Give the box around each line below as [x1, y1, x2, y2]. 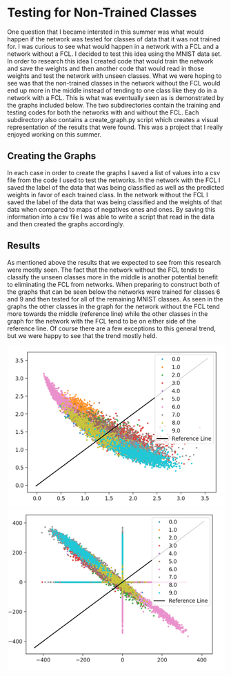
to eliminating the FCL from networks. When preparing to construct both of [7, 280, 220, 288]
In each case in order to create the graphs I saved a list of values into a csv [7, 168, 221, 177]
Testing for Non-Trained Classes [7, 5, 197, 21]
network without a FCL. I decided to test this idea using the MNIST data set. [7, 50, 222, 58]
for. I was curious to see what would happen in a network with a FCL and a [7, 42, 219, 50]
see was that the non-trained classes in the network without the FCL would [7, 79, 221, 87]
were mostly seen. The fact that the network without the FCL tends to [7, 266, 205, 274]
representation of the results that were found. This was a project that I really [7, 123, 223, 131]
